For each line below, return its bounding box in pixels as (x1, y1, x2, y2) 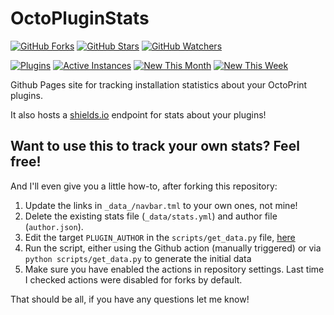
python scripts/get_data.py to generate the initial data (24, 252, 252, 264)
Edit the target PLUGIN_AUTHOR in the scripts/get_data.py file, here (24, 231, 296, 243)
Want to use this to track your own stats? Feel (10, 138, 300, 155)
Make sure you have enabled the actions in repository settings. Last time (24, 263, 325, 275)
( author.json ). (24, 220, 84, 232)
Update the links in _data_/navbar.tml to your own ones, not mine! (24, 199, 298, 211)
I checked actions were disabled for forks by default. (24, 273, 243, 286)
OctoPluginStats (10, 7, 150, 30)
